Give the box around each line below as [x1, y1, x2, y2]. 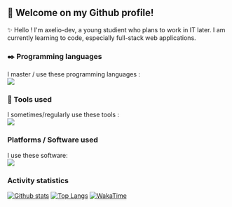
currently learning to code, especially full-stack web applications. [7, 33, 196, 42]
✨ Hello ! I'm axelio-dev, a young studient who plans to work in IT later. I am [7, 25, 226, 34]
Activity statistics [7, 175, 69, 185]
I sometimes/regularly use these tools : [7, 110, 120, 119]
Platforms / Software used [7, 135, 98, 145]
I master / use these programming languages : [7, 70, 141, 79]
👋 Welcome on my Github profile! [7, 7, 154, 19]
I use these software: [7, 151, 68, 159]
